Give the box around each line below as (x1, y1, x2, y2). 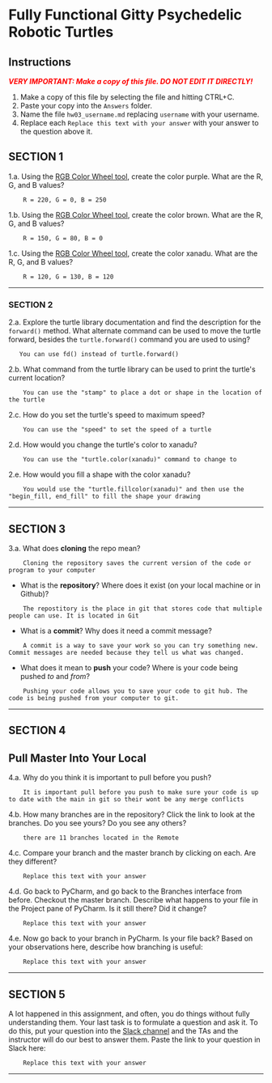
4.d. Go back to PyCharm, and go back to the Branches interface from (8, 886, 243, 896)
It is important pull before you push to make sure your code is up (23, 788, 259, 796)
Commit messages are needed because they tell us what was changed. (8, 648, 244, 656)
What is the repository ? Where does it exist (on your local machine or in (19, 580, 261, 590)
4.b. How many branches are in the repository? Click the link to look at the (8, 809, 255, 819)
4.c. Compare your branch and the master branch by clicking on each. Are (8, 848, 257, 858)
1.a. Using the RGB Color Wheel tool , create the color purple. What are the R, (8, 172, 263, 181)
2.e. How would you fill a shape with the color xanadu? (8, 469, 191, 479)
